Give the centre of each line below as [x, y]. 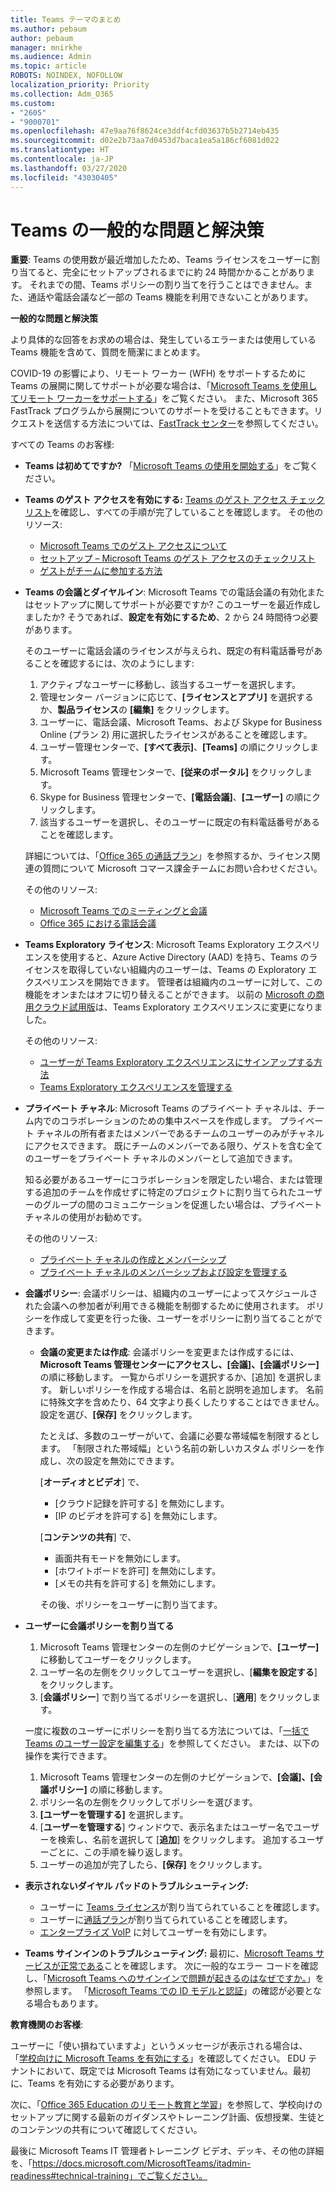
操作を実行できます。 [68, 1756]
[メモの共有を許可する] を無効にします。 [138, 1583]
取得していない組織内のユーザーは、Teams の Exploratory [187, 970]
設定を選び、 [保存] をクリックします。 [118, 1415]
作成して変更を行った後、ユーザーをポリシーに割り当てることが [183, 1318]
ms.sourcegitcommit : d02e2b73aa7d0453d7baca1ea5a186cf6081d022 [145, 141]
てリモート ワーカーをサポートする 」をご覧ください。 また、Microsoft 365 [164, 398]
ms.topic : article [48, 66]
